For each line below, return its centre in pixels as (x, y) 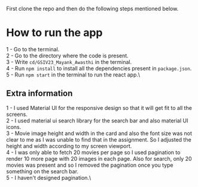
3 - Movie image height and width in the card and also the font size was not (99, 133)
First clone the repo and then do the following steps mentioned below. (92, 9)
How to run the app (54, 33)
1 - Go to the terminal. (33, 49)
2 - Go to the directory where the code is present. (67, 56)
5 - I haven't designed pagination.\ (49, 177)
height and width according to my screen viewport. (69, 146)
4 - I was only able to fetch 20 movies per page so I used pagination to (93, 152)
